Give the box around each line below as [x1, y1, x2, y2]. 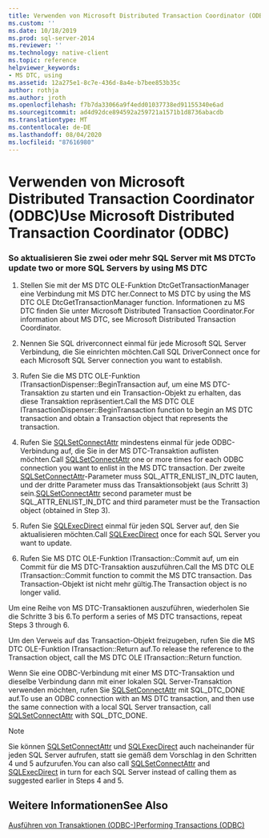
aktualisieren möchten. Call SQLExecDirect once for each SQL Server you [19, 529, 260, 539]
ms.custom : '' [8, 19, 56, 27]
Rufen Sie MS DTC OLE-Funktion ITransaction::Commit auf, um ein [19, 553, 239, 563]
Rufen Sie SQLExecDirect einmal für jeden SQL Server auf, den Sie [19, 521, 239, 531]
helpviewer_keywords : [8, 64, 81, 72]
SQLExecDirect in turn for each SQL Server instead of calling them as [8, 767, 237, 776]
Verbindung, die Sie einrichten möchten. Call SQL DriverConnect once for [19, 347, 261, 356]
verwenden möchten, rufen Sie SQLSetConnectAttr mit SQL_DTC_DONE [8, 685, 246, 695]
